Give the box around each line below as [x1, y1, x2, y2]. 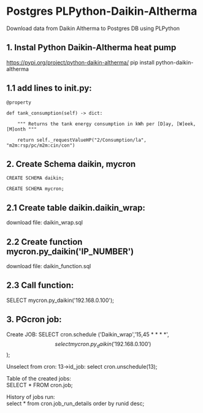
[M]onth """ [6, 126, 37, 133]
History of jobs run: [6, 393, 55, 401]
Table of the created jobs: [6, 375, 72, 382]
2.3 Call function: [6, 280, 74, 291]
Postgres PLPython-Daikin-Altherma [6, 4, 197, 18]
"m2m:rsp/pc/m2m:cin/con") [6, 142, 75, 149]
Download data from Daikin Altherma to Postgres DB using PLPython [6, 25, 180, 32]
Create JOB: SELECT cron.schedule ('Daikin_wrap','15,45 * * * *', [6, 330, 169, 338]
